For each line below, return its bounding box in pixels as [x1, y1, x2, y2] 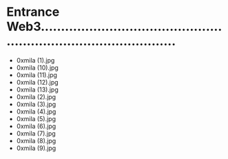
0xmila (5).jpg [16, 114, 56, 123]
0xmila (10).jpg [16, 63, 59, 72]
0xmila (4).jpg [16, 107, 56, 116]
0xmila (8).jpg [16, 136, 56, 145]
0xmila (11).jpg [16, 70, 58, 79]
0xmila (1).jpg [16, 56, 55, 64]
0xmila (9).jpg [16, 144, 56, 152]
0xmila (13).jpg [16, 85, 59, 94]
